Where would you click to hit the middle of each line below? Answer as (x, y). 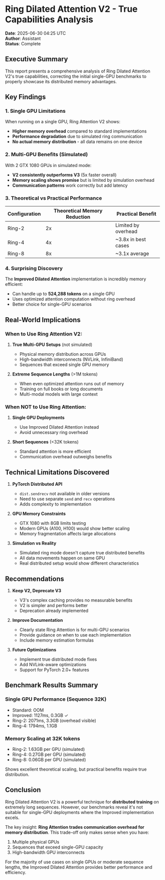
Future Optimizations (34, 649)
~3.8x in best (131, 239)
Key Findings (26, 97)
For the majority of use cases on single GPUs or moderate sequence (74, 862)
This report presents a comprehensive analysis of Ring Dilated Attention (78, 71)
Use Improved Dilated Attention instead (59, 427)
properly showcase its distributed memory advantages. (61, 81)
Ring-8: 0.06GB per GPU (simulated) (49, 759)
